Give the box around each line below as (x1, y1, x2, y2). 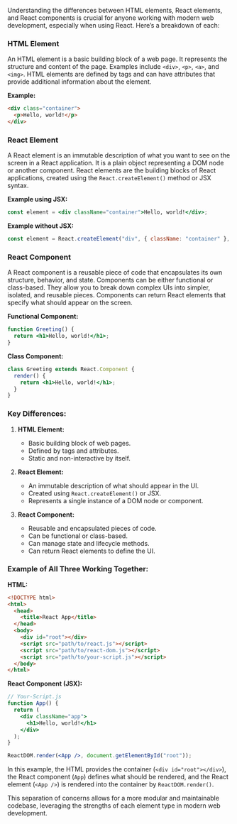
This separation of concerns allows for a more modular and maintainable (7, 794, 220, 803)
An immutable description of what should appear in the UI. (28, 481, 199, 490)
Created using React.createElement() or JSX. (28, 489, 162, 498)
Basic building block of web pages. (28, 439, 131, 447)
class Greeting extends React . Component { (7, 366, 135, 373)
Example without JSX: (7, 221, 75, 230)
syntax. (7, 181, 29, 190)
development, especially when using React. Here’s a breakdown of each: (7, 21, 220, 29)
